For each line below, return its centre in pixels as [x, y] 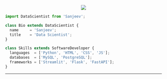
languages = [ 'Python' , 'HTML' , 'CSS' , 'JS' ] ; [60, 53]
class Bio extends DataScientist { [42, 25]
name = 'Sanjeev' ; [33, 30]
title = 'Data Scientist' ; [41, 35]
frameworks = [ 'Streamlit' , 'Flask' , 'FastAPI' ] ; [62, 62]
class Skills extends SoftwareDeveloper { [50, 48]
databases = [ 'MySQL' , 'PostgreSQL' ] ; [51, 58]
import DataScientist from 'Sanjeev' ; [45, 16]
